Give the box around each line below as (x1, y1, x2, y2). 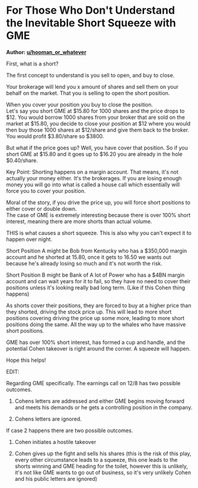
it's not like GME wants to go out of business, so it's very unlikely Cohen (14, 468, 191, 476)
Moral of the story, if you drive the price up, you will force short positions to (6, 199, 191, 206)
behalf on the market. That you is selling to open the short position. (6, 89, 170, 96)
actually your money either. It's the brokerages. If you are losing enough (6, 174, 182, 182)
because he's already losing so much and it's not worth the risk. (6, 259, 163, 267)
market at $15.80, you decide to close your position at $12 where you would (6, 120, 191, 127)
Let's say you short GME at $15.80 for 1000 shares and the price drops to (6, 107, 185, 114)
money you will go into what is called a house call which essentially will (6, 181, 180, 188)
